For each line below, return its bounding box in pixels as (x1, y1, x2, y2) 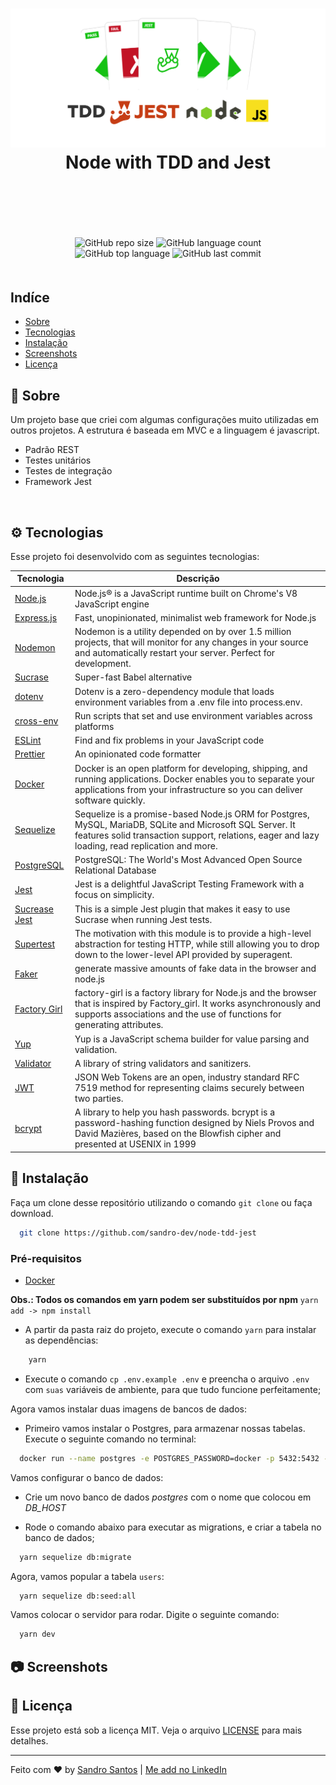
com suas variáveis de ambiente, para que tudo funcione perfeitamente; (24, 1383, 322, 1395)
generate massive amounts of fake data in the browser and (74, 963, 317, 975)
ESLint (14, 734, 42, 747)
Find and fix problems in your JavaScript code (74, 734, 265, 747)
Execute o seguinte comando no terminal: (24, 1433, 197, 1445)
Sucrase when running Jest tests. (74, 913, 213, 925)
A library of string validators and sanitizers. (74, 1057, 252, 1069)
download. (10, 1207, 54, 1219)
